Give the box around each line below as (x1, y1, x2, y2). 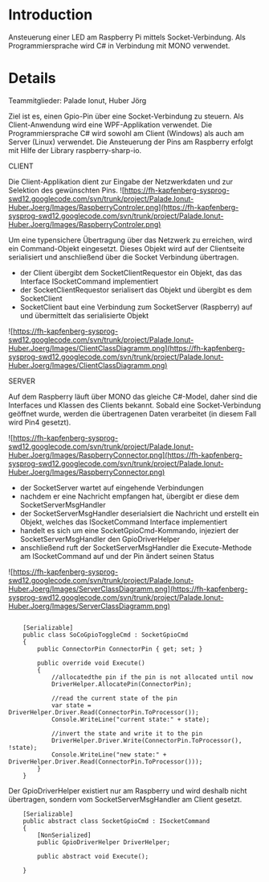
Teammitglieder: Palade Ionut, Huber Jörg (8, 95, 147, 106)
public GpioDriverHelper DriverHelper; (37, 838, 171, 847)
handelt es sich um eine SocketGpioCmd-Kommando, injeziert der (19, 525, 239, 535)
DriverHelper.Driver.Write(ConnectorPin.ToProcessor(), (51, 736, 243, 744)
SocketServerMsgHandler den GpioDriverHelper (19, 534, 181, 544)
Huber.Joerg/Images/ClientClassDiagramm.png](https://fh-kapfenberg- (8, 343, 246, 353)
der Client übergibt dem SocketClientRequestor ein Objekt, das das (19, 267, 243, 277)
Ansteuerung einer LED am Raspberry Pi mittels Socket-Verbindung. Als (8, 32, 247, 42)
